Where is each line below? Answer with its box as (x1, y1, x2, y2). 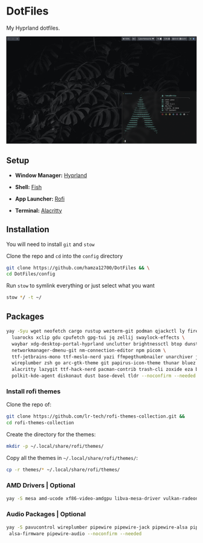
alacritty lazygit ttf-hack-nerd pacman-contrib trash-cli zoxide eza (11, 367, 193, 373)
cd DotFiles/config (6, 271, 56, 277)
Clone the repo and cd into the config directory (6, 252, 123, 259)
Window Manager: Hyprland (14, 172, 88, 179)
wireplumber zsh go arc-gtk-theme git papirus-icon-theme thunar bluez (11, 360, 196, 366)
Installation (6, 224, 50, 235)
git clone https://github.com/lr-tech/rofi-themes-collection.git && (6, 413, 185, 419)
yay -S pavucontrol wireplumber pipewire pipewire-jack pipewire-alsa (6, 524, 188, 531)
